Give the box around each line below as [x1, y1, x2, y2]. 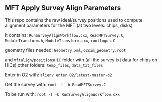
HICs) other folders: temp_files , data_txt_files [5, 62, 103, 68]
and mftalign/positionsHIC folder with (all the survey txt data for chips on [5, 57, 157, 63]
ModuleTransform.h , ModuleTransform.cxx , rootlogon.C [5, 37, 116, 43]
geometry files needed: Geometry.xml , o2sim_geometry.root [5, 47, 126, 53]
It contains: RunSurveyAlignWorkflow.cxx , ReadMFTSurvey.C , [5, 32, 125, 38]
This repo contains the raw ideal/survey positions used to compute [5, 17, 143, 23]
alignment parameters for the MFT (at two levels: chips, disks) [5, 22, 133, 28]
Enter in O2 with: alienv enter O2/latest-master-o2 [5, 72, 112, 78]
